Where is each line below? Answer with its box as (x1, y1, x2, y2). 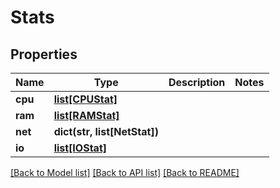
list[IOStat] (53, 141, 107, 155)
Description (168, 76, 226, 89)
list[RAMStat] (53, 109, 120, 122)
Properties (10, 46, 78, 63)
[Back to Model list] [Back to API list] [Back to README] (10, 167, 240, 178)
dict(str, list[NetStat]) (53, 125, 159, 138)
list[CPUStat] (53, 92, 118, 106)
